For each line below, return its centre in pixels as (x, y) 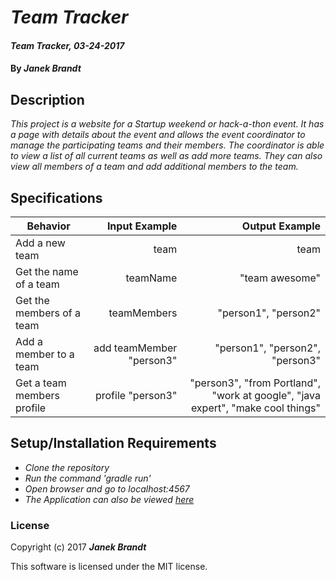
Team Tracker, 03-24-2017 (67, 45)
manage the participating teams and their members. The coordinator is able (167, 145)
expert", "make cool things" (255, 408)
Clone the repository (67, 467)
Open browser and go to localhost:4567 (107, 488)
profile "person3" (136, 395)
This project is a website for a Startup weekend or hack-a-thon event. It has (167, 124)
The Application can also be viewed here (109, 499)
